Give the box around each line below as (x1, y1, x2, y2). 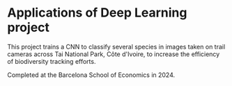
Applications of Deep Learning (7, 5, 187, 21)
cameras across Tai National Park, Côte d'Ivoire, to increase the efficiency (7, 50, 220, 58)
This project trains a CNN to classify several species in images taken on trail (7, 42, 226, 51)
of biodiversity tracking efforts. (7, 57, 96, 65)
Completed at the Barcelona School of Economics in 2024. (7, 71, 176, 79)
